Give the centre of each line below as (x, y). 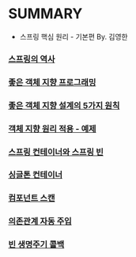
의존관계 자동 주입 (40, 221)
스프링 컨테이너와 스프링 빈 (56, 152)
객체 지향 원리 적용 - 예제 (52, 129)
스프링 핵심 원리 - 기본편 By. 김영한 (74, 36)
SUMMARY (45, 14)
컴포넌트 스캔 (32, 198)
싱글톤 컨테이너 (36, 175)
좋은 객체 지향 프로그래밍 (52, 82)
